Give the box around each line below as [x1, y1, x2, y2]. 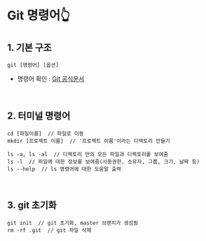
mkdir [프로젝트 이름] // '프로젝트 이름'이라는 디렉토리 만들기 [7, 137, 171, 144]
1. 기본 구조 [7, 41, 52, 53]
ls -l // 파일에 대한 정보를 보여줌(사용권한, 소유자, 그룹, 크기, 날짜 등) [7, 158, 200, 165]
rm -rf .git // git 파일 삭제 [7, 226, 92, 233]
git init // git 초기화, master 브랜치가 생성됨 [7, 220, 138, 226]
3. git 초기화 [7, 200, 57, 211]
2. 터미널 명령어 [7, 110, 71, 122]
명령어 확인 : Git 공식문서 [17, 75, 84, 83]
